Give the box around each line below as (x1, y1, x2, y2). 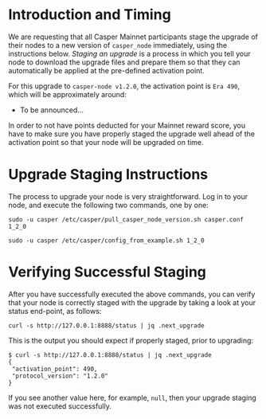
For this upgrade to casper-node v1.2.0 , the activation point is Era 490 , (8, 81, 241, 91)
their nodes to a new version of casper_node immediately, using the (8, 40, 228, 49)
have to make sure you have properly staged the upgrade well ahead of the (8, 129, 255, 139)
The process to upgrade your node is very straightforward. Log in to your (8, 191, 248, 201)
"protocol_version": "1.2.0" (11, 372, 109, 380)
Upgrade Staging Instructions (8, 166, 209, 184)
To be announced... (19, 105, 84, 115)
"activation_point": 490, (11, 365, 98, 373)
